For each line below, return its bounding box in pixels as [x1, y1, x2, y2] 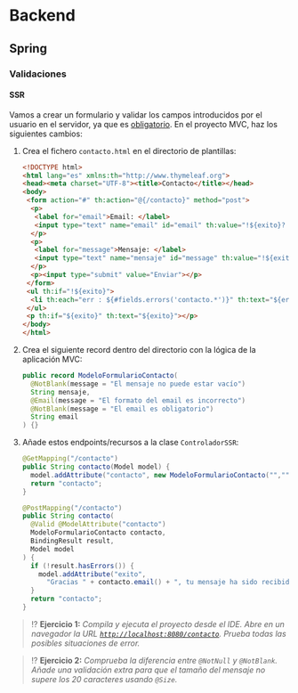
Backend [9, 5, 76, 26]
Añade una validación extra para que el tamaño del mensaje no [30, 664, 266, 675]
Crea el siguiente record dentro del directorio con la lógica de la [21, 345, 256, 355]
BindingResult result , [30, 536, 115, 546]
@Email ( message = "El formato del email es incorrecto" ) [30, 395, 246, 405]
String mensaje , [30, 387, 91, 396]
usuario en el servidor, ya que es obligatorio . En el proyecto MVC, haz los [9, 118, 278, 129]
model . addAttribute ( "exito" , [38, 569, 147, 579]
